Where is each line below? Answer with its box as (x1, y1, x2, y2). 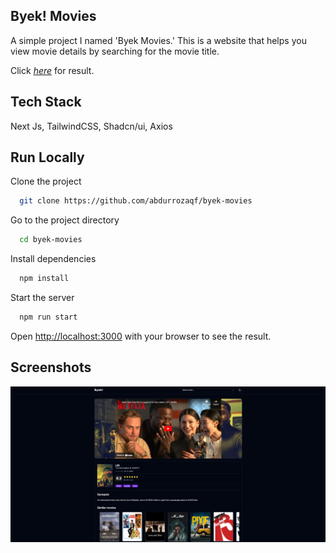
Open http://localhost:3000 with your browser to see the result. (10, 330, 272, 342)
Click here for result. (10, 64, 95, 76)
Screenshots (10, 359, 92, 376)
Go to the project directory (10, 214, 120, 226)
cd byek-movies (19, 235, 83, 245)
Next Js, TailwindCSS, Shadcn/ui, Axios (10, 120, 173, 132)
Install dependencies (10, 253, 97, 265)
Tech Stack (10, 94, 82, 111)
